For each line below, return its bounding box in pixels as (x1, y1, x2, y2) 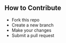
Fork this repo (11, 17, 40, 22)
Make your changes (11, 27, 51, 33)
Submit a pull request (11, 32, 54, 38)
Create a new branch (11, 22, 54, 28)
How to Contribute (4, 4, 62, 12)
